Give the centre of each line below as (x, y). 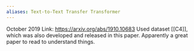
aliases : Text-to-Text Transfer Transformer (63, 12)
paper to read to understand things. (51, 41)
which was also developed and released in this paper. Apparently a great (97, 35)
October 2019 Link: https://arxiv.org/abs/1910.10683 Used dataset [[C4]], (97, 29)
